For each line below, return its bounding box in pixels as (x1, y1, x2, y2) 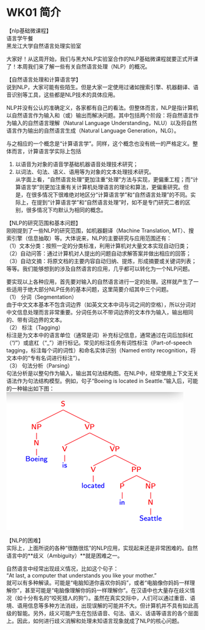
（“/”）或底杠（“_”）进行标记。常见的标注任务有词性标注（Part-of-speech (6, 339, 192, 346)
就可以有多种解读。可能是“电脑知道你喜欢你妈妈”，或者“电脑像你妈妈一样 (6, 579, 190, 586)
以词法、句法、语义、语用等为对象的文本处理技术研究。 (15, 168, 154, 175)
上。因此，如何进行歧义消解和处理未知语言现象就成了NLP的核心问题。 (6, 617, 183, 625)
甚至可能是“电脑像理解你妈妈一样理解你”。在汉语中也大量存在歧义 (24, 587, 190, 594)
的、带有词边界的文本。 (6, 316, 65, 324)
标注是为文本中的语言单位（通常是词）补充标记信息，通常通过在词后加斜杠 (6, 331, 193, 339)
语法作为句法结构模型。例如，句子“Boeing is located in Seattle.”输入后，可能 (6, 377, 198, 385)
